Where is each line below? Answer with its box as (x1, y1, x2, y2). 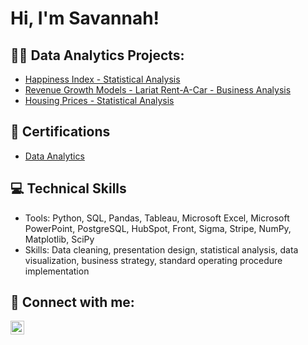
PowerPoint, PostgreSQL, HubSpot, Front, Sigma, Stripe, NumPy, (24, 222, 292, 234)
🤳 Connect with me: (10, 294, 135, 311)
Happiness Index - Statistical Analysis (24, 73, 181, 85)
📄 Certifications (10, 123, 111, 141)
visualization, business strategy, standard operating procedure (24, 254, 283, 266)
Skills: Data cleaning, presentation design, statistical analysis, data (24, 243, 299, 256)
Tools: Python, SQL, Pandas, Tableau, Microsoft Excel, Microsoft (24, 212, 290, 224)
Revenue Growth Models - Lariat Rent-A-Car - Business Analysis (24, 84, 292, 96)
